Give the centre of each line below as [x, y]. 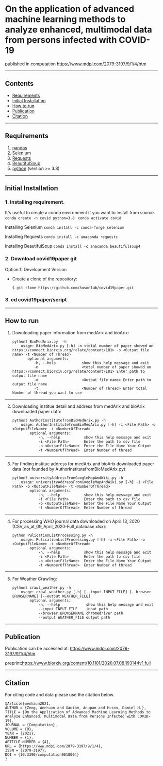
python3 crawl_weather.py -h [41, 587]
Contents [19, 84]
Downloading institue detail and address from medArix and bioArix [78, 406]
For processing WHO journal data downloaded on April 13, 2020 [76, 521]
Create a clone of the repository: [45, 279]
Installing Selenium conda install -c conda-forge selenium [65, 227]
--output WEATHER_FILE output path [74, 617]
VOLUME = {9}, [19, 729]
